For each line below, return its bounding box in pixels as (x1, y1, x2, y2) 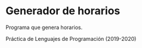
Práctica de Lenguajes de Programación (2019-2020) (5, 35, 137, 42)
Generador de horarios (5, 4, 121, 18)
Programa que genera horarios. (5, 24, 83, 31)
